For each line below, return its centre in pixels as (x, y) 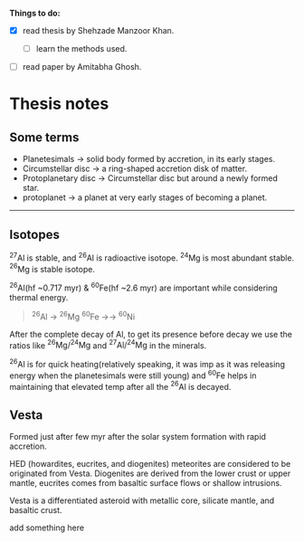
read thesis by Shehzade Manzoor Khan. (98, 30)
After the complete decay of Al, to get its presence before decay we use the (151, 334)
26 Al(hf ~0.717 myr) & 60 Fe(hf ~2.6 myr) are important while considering (143, 287)
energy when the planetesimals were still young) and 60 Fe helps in (133, 375)
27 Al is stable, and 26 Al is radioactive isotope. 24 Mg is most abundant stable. (152, 257)
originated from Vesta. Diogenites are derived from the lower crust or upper (150, 473)
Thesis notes (59, 104)
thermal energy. (39, 297)
